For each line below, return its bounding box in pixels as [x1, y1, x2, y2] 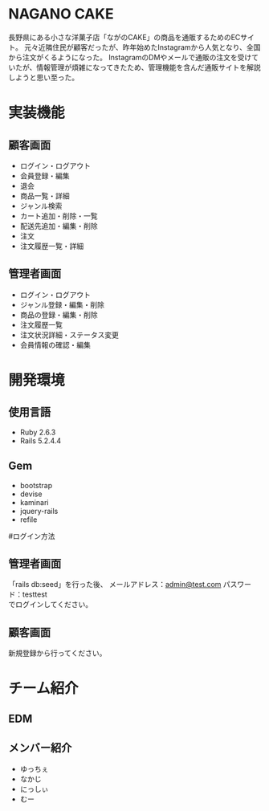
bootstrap [19, 480, 53, 490]
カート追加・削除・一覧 [19, 210, 98, 221]
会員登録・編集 [19, 170, 70, 181]
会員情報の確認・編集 [19, 340, 91, 349]
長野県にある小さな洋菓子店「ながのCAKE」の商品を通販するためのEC [8, 32, 241, 42]
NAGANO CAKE [8, 5, 114, 23]
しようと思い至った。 [8, 72, 79, 82]
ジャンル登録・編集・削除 [19, 300, 105, 309]
